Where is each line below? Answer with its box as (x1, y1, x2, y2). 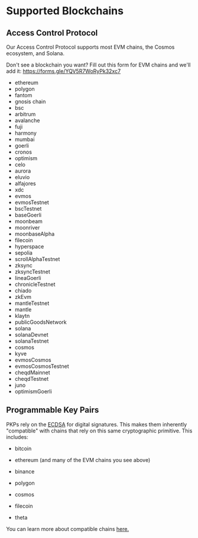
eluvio (14, 174, 30, 180)
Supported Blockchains (6, 4, 124, 18)
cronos (14, 148, 33, 155)
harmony (14, 129, 37, 136)
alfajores (14, 180, 37, 187)
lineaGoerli (14, 275, 41, 281)
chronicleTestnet (14, 281, 56, 288)
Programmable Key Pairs (6, 405, 99, 415)
